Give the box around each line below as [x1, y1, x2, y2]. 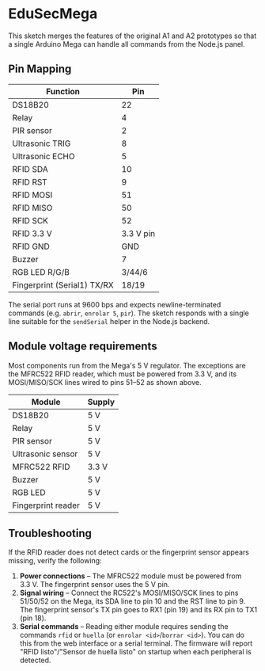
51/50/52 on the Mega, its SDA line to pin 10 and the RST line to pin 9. [19, 597, 246, 606]
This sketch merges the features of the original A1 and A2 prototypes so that [8, 31, 257, 40]
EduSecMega [8, 5, 98, 23]
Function [46, 86, 81, 97]
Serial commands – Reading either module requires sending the [19, 622, 229, 631]
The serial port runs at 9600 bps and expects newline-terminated [8, 299, 221, 309]
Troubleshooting [8, 526, 93, 539]
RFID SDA [12, 163, 49, 174]
